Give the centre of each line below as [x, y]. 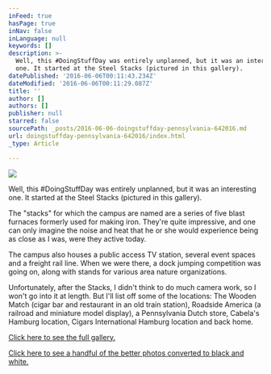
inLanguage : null [38, 38]
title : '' [25, 91]
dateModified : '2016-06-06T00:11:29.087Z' [81, 83]
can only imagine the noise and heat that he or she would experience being [133, 230]
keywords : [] [30, 46]
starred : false [34, 121]
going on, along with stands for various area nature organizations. [118, 271]
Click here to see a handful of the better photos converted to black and [126, 353]
